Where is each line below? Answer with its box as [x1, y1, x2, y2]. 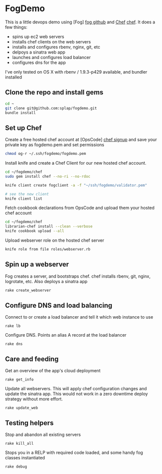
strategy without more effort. [5, 396, 63, 402]
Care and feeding [5, 355, 59, 363]
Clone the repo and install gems [5, 88, 103, 96]
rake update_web [5, 405, 38, 411]
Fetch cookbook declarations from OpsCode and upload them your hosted [5, 205, 155, 211]
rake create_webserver [5, 288, 51, 293]
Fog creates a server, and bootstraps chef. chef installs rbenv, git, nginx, [5, 273, 151, 279]
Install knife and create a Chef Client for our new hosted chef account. [5, 160, 146, 166]
